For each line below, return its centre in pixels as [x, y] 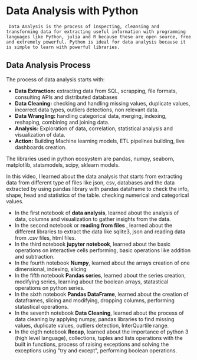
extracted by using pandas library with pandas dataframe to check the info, [98, 189]
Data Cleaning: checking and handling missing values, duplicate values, [102, 103]
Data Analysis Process [48, 65]
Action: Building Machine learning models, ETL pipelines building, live [99, 141]
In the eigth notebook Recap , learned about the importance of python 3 [101, 332]
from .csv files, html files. [45, 237]
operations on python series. [50, 288]
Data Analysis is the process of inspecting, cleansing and [84, 27]
